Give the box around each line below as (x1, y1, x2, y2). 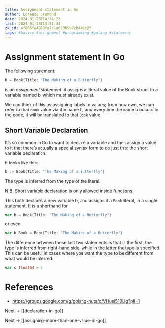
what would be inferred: (5, 256, 54, 262)
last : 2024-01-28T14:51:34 (5, 21, 61, 26)
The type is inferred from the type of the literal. (5, 178, 101, 184)
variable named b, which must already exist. (5, 92, 95, 98)
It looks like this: (5, 160, 38, 165)
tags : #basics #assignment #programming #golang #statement (5, 30, 132, 35)
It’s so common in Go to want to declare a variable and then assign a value (5, 139, 157, 145)
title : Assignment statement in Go (5, 7, 79, 12)
